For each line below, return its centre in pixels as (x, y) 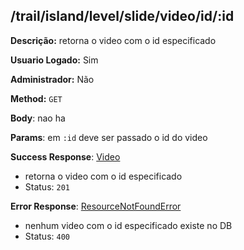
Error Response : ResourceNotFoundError (96, 206)
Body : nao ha (38, 118)
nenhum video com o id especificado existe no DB (128, 225)
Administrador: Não (52, 79)
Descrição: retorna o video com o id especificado (113, 40)
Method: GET (36, 98)
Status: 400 (47, 236)
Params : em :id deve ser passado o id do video (109, 137)
